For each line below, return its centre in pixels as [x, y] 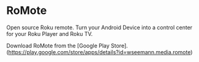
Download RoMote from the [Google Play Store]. [67, 46]
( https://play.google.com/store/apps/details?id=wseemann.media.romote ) [99, 52]
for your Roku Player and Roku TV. [50, 33]
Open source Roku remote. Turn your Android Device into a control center [99, 27]
